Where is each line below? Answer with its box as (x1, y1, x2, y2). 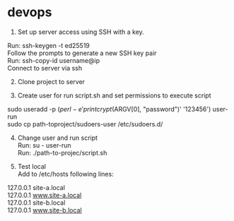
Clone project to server (17, 77, 86, 85)
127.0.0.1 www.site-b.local (7, 205, 83, 214)
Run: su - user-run (17, 141, 72, 149)
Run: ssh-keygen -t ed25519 (7, 41, 90, 49)
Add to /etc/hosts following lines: (17, 169, 115, 178)
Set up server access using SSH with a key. (17, 28, 145, 36)
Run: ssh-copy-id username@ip (7, 56, 100, 64)
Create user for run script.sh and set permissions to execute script (17, 91, 211, 100)
